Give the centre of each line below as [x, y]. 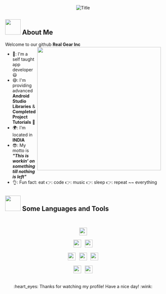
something [24, 166]
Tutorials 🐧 [24, 122]
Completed [24, 111]
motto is [21, 150]
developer [22, 70]
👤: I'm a [20, 54]
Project [20, 117]
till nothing [24, 171]
